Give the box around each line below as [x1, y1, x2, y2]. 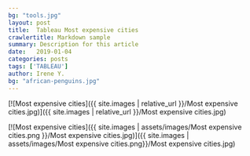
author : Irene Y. [8, 70, 65, 78]
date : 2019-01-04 [8, 48, 72, 56]
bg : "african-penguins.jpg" [8, 77, 101, 85]
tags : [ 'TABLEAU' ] [8, 63, 68, 71]
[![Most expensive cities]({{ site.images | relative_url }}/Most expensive [8, 99, 238, 108]
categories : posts [8, 56, 68, 63]
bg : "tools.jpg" [8, 11, 61, 20]
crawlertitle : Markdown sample [8, 33, 111, 42]
